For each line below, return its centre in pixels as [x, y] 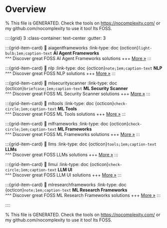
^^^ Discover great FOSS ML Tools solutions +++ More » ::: [66, 114]
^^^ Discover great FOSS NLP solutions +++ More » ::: [60, 73]
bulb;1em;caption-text [29, 53]
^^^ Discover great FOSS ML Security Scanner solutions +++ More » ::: [78, 93]
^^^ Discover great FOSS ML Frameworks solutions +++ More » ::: [73, 134]
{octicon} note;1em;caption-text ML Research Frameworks [66, 190]
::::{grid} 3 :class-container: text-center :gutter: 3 [56, 38]
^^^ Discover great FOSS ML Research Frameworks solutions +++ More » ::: [83, 195]
